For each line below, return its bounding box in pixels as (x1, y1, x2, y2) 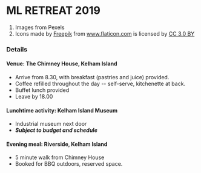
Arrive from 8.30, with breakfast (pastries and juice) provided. (15, 74, 170, 81)
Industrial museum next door (15, 120, 87, 128)
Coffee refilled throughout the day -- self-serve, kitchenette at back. (15, 80, 186, 88)
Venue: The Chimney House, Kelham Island (6, 60, 117, 67)
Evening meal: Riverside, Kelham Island (6, 140, 108, 148)
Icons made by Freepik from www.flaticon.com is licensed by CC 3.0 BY (15, 30, 195, 37)
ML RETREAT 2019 (6, 4, 101, 18)
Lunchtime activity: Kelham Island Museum (6, 106, 118, 114)
